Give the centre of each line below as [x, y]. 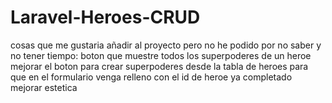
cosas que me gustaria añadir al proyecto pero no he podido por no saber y [166, 45]
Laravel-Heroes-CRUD [105, 17]
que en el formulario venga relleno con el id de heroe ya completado [151, 77]
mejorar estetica [44, 87]
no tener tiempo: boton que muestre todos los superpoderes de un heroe [161, 55]
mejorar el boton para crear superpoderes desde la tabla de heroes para [159, 66]
